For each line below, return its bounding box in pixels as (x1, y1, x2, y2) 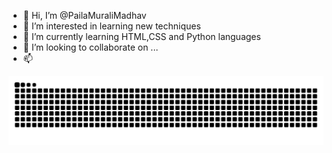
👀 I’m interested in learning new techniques (22, 20, 201, 32)
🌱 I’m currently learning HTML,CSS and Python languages (22, 31, 261, 42)
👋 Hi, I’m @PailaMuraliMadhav (22, 10, 147, 21)
